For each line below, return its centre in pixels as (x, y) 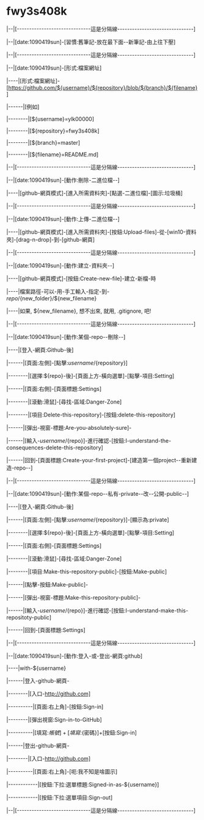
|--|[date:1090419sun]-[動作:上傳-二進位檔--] (63, 219)
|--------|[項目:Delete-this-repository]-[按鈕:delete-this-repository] (91, 415)
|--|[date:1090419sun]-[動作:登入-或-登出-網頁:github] (75, 656)
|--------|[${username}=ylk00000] (50, 119)
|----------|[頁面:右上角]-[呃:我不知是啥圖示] (62, 771)
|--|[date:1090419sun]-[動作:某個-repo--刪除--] (66, 336)
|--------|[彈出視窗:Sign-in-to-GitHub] (54, 719)
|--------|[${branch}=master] (43, 142)
